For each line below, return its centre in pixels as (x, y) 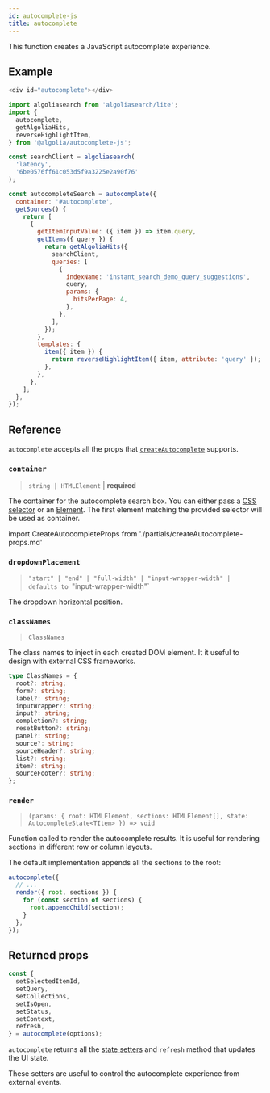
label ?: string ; (43, 698)
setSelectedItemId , (48, 982)
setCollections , (43, 996)
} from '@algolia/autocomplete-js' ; (70, 142)
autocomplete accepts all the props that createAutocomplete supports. (124, 449)
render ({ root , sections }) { (66, 893)
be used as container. (44, 519)
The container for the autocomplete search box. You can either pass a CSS (133, 501)
